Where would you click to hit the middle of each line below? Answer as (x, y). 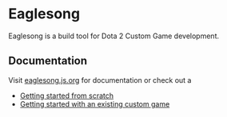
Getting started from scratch (67, 96)
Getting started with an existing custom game (95, 103)
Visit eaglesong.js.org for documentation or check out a (100, 80)
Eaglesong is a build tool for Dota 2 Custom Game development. (114, 36)
